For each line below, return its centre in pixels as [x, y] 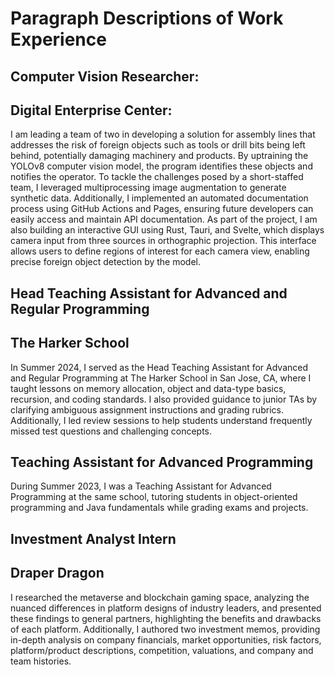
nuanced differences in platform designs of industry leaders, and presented [166, 608]
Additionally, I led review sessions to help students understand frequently [161, 420]
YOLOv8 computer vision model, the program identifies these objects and [161, 166]
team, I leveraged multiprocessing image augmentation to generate [148, 188]
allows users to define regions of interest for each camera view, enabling [160, 251]
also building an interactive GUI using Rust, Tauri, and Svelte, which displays [167, 230]
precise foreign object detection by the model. [106, 262]
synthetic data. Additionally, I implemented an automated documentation [159, 198]
